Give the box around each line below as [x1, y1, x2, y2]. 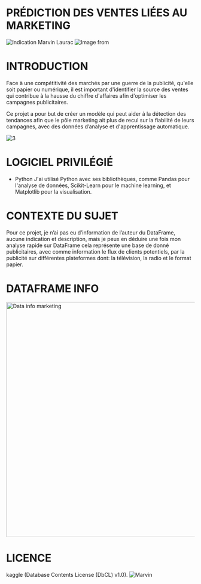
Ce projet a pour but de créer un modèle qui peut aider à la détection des [6, 110, 187, 117]
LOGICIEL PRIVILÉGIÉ [6, 156, 114, 169]
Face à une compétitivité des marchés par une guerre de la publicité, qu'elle [6, 79, 194, 86]
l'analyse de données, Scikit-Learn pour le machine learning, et [14, 182, 172, 189]
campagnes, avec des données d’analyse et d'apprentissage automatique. [6, 123, 190, 130]
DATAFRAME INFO [6, 282, 99, 295]
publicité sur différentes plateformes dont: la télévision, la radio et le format [6, 254, 191, 261]
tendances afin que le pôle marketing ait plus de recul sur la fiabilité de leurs [6, 116, 194, 124]
